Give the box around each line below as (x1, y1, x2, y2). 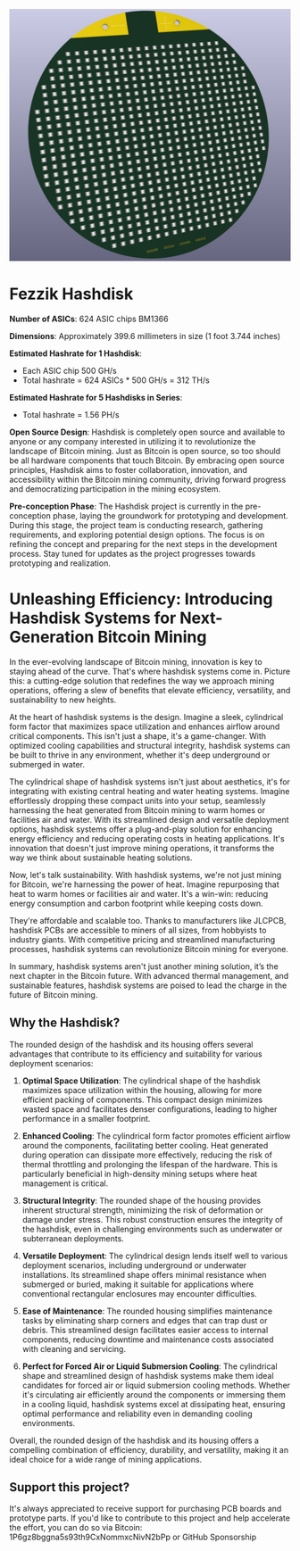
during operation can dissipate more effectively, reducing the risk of (21, 1149, 273, 1160)
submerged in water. (9, 759, 85, 769)
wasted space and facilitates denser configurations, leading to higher (21, 1103, 278, 1115)
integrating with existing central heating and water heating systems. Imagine (9, 785, 290, 796)
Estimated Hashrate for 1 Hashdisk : (9, 348, 143, 359)
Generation (9, 626, 95, 647)
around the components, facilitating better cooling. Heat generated (21, 1140, 269, 1150)
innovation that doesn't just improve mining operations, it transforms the (9, 842, 275, 853)
